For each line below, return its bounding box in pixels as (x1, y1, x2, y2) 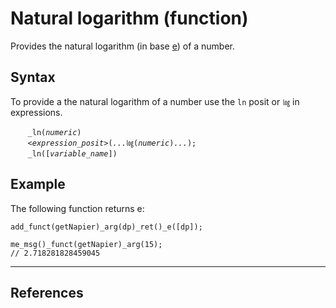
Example (10, 176, 66, 193)
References (10, 284, 84, 301)
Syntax (10, 69, 56, 86)
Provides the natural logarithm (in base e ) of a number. (10, 40, 236, 52)
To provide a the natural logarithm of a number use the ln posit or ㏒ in (10, 95, 300, 107)
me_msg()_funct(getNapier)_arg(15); (10, 239, 163, 249)
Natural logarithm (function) (10, 7, 249, 30)
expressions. (10, 106, 63, 118)
